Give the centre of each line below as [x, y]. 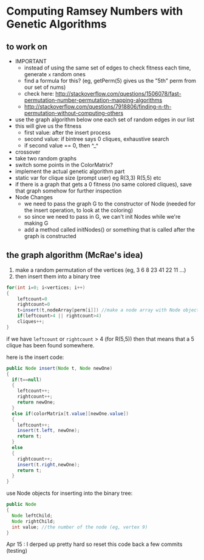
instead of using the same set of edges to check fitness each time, [107, 68]
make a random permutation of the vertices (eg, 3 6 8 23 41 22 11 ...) [100, 270]
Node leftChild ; [32, 516]
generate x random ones [55, 74]
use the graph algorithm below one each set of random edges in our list [105, 119]
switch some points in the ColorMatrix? [64, 165]
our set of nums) [45, 87]
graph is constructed [50, 236]
